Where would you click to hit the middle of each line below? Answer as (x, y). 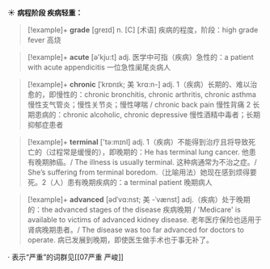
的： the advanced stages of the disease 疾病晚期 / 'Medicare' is (134, 210)
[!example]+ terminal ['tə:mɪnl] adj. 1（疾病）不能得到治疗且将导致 (138, 142)
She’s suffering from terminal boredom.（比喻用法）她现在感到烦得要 (142, 172)
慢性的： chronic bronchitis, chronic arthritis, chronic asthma (156, 95)
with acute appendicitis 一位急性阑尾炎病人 (99, 67)
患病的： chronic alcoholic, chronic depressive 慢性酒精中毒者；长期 (147, 115)
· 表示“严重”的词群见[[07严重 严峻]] (66, 257)
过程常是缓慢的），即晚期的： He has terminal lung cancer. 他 (149, 152)
